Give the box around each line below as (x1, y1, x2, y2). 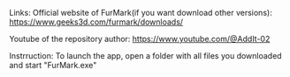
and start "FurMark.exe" (9, 60, 97, 70)
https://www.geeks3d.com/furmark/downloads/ (9, 17, 184, 27)
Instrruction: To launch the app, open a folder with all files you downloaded (9, 51, 282, 60)
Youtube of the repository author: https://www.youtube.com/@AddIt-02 (9, 34, 271, 44)
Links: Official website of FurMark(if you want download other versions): (9, 8, 272, 17)
